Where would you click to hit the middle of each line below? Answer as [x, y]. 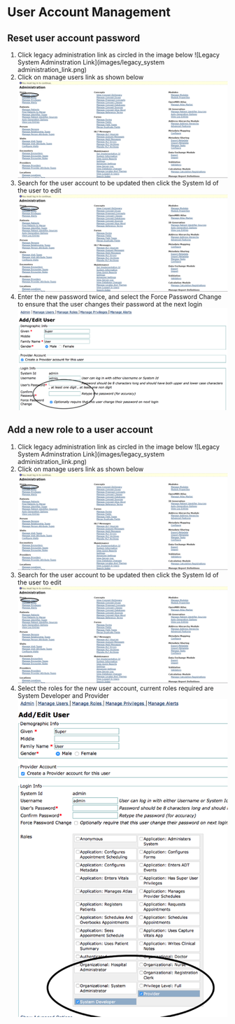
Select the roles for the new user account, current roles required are [115, 688]
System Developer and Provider [63, 696]
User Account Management [89, 12]
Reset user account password [74, 38]
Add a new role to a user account [80, 430]
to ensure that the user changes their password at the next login [110, 304]
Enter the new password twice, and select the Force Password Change [119, 296]
